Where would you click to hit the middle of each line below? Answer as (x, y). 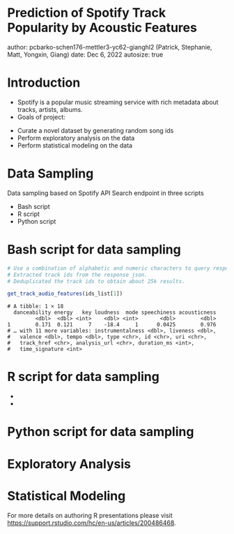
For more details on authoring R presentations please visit (90, 515)
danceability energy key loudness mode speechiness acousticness (115, 312)
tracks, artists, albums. (50, 109)
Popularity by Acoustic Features (102, 28)
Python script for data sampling (101, 432)
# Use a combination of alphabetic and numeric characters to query (109, 268)
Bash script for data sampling (94, 250)
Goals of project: (41, 117)
